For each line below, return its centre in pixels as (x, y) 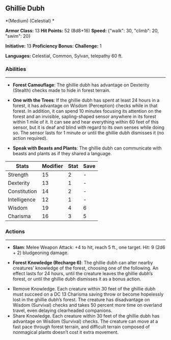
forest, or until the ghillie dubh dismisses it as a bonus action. (77, 279)
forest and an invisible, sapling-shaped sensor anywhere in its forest (84, 116)
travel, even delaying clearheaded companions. (62, 310)
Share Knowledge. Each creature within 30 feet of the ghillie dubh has (86, 316)
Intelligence (22, 200)
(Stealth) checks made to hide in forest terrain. (62, 90)
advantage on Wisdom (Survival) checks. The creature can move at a (85, 322)
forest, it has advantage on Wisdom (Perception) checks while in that (85, 106)
